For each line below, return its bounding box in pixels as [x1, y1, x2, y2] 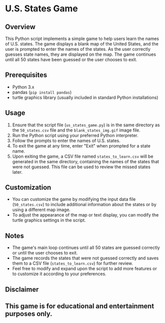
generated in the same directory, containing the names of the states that [12, 158, 159, 164]
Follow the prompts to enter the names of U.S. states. [12, 138, 121, 144]
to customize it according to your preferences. [12, 271, 107, 277]
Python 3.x [12, 84, 34, 90]
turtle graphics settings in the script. [12, 217, 86, 223]
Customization [5, 183, 52, 192]
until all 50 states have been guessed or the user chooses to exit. [5, 57, 137, 62]
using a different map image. [12, 207, 70, 213]
